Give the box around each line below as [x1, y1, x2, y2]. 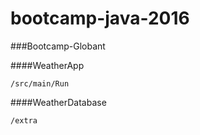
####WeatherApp [10, 59, 85, 71]
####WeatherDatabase [10, 96, 107, 108]
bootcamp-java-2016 [10, 7, 190, 30]
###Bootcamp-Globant [10, 40, 106, 52]
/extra [10, 115, 38, 126]
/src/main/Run [10, 78, 70, 89]
